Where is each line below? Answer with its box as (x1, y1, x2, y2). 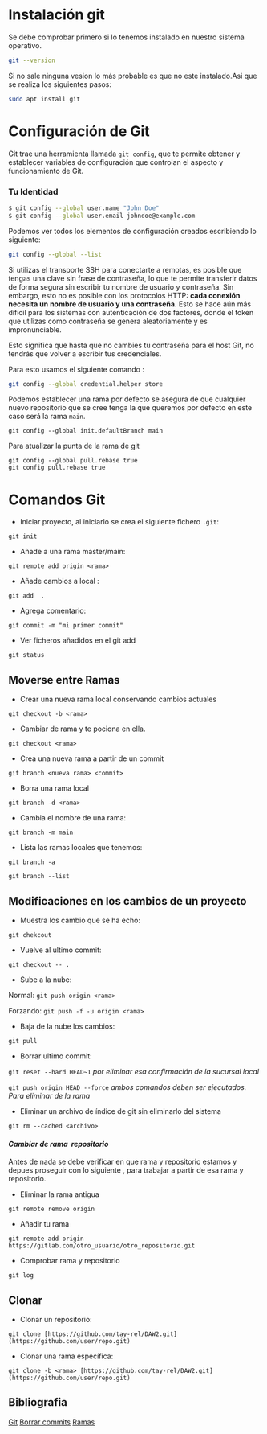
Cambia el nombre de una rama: (19, 813, 127, 823)
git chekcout (8, 931, 52, 939)
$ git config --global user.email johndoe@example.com (8, 212, 196, 220)
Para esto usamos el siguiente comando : (8, 364, 144, 374)
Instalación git (8, 6, 106, 24)
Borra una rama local (19, 783, 90, 793)
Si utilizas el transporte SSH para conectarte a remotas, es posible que (8, 265, 242, 274)
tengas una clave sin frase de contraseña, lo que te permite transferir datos (8, 273, 257, 283)
